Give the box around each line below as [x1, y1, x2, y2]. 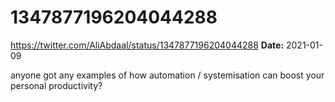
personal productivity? [10, 79, 103, 91]
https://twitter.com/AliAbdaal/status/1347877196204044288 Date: [10, 39, 285, 51]
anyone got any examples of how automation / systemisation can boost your [10, 69, 325, 81]
